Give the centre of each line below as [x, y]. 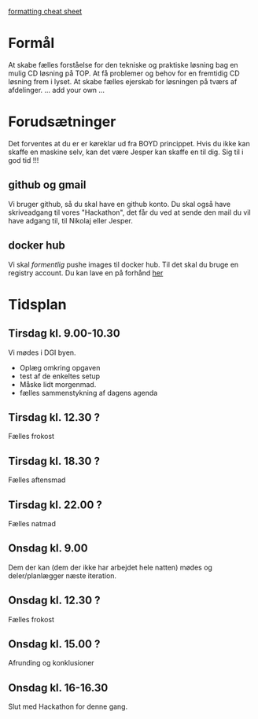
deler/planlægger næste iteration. [62, 575]
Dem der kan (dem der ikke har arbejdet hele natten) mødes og [110, 567]
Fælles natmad [32, 523]
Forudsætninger [62, 122]
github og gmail [47, 185]
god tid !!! [24, 160]
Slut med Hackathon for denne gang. [68, 706]
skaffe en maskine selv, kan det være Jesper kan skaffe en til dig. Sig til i [126, 152]
